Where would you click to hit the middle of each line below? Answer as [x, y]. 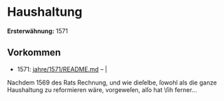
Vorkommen [34, 53]
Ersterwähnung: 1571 [38, 31]
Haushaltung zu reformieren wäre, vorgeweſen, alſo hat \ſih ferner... [102, 89]
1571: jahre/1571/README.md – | [62, 69]
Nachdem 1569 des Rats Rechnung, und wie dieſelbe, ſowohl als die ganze [112, 82]
